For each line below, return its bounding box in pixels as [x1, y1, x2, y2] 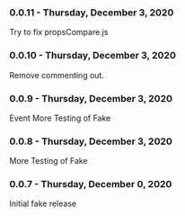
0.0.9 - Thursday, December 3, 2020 [9, 92, 173, 104]
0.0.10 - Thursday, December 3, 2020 [9, 49, 177, 62]
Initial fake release [9, 198, 77, 209]
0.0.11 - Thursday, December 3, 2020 [9, 6, 174, 19]
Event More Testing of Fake [9, 112, 111, 123]
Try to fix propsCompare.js [9, 27, 109, 38]
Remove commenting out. [9, 69, 105, 80]
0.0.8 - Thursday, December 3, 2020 [9, 135, 173, 148]
